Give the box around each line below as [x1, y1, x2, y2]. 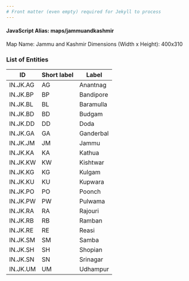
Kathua [79, 149, 100, 157]
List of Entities [6, 55, 49, 63]
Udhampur [79, 265, 109, 273]
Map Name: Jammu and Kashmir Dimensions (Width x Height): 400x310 [6, 40, 183, 48]
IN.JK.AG [9, 81, 35, 89]
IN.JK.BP [9, 91, 34, 99]
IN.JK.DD [9, 120, 35, 128]
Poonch [79, 187, 101, 196]
